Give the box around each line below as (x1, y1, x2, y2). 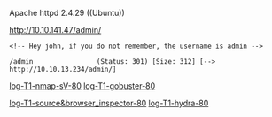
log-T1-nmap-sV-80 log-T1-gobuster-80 (9, 81, 156, 91)
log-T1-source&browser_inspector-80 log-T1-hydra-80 (9, 97, 209, 108)
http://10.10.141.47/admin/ (9, 25, 102, 35)
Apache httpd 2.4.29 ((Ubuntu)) (9, 8, 126, 18)
